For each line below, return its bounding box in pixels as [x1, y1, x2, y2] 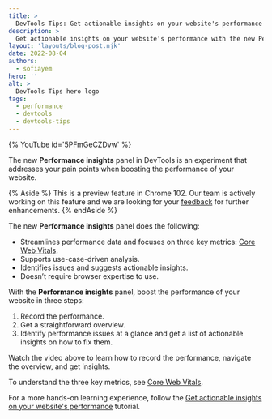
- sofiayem [15, 65, 53, 73]
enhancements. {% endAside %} [8, 205, 117, 215]
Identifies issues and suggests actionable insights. [19, 263, 189, 272]
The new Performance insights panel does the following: [8, 220, 200, 231]
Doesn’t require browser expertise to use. [19, 271, 159, 280]
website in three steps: [8, 295, 85, 305]
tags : [8, 95, 27, 103]
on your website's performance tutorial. [8, 401, 140, 411]
